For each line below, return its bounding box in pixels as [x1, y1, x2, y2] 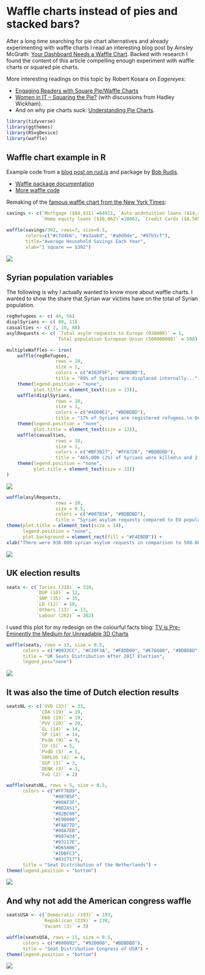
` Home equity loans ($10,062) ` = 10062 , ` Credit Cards [41, 216, 179, 222]
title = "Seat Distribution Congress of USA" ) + [22, 946, 149, 952]
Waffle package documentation [15, 180, 95, 187]
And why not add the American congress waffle [6, 896, 192, 906]
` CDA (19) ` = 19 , [38, 709, 84, 715]
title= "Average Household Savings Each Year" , [25, 238, 146, 245]
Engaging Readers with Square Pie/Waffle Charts [15, 87, 138, 94]
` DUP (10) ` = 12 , [36, 590, 81, 596]
